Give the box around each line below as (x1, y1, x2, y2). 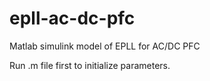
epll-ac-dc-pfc (9, 7, 136, 30)
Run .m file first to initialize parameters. (9, 59, 171, 71)
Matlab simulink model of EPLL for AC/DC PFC (9, 40, 201, 52)
